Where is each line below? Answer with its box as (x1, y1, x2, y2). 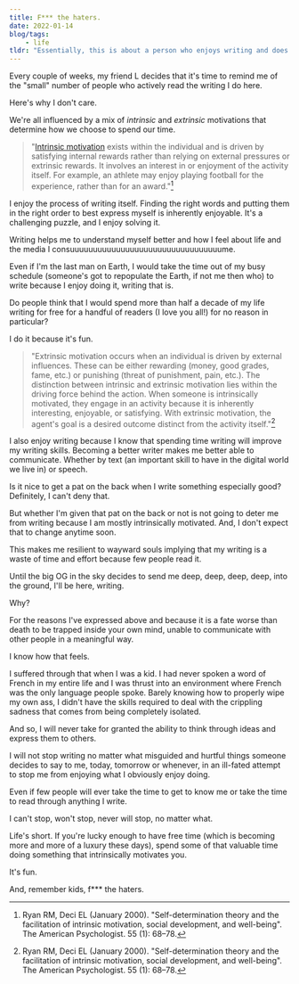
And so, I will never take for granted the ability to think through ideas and (9, 724, 276, 734)
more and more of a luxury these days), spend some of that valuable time (9, 840, 279, 851)
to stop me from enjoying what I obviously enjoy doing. (9, 769, 211, 780)
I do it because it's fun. (9, 333, 93, 344)
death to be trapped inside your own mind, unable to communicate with (9, 625, 271, 635)
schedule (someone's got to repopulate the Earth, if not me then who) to (9, 270, 274, 281)
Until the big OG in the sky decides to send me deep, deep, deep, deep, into (9, 571, 287, 582)
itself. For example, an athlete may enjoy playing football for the (30, 170, 264, 181)
